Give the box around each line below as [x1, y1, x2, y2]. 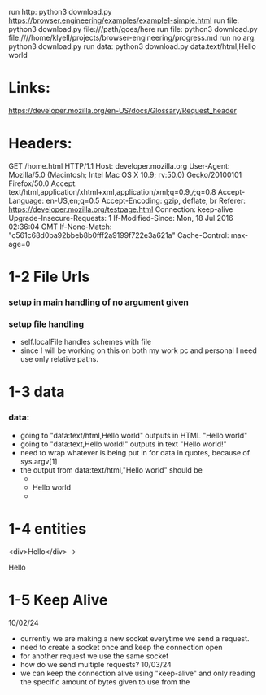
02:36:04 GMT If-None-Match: [8, 222, 112, 231]
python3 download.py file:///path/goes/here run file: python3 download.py [8, 24, 258, 33]
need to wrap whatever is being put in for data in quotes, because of [20, 447, 251, 457]
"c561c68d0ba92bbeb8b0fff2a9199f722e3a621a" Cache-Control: [8, 230, 229, 240]
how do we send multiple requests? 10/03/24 [20, 659, 172, 669]
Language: [8, 196, 45, 205]
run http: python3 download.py [8, 7, 112, 16]
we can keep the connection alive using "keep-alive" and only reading [20, 668, 255, 678]
